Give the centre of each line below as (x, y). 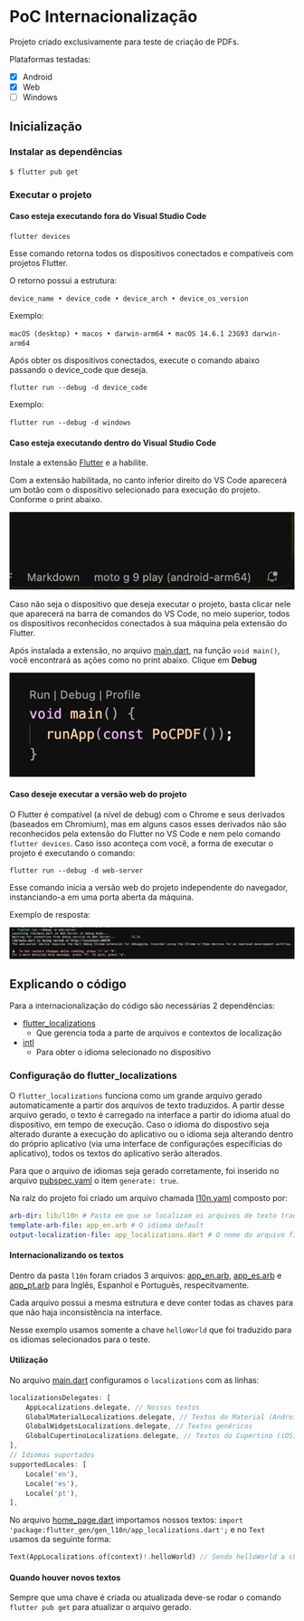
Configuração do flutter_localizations (94, 1076)
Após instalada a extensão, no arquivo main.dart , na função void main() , (145, 650)
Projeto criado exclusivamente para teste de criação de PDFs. (124, 42)
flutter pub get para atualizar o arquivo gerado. (100, 1607)
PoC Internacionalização (104, 17)
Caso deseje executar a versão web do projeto (98, 795)
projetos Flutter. (39, 262)
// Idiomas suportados (52, 1455)
